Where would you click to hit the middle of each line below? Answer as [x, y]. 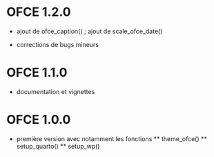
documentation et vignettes [56, 91]
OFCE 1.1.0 [37, 73]
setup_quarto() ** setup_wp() [58, 146]
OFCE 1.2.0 [39, 12]
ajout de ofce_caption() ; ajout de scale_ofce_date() [89, 31]
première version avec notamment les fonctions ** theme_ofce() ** [112, 138]
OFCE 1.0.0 [39, 120]
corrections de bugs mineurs [58, 44]
